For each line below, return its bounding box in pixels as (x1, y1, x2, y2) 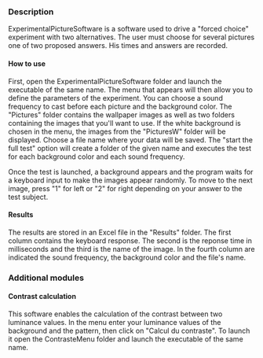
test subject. (8, 192, 49, 201)
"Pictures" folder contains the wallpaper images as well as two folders (8, 109, 236, 120)
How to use (8, 58, 46, 68)
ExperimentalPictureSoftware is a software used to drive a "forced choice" (8, 24, 250, 34)
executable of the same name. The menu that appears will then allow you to (8, 85, 254, 94)
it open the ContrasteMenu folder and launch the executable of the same (8, 334, 243, 344)
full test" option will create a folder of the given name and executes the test (8, 143, 251, 153)
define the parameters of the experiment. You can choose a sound (8, 93, 224, 102)
